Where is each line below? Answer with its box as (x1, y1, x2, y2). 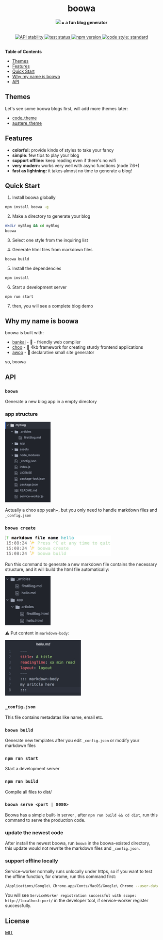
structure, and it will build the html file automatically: (5, 567, 110, 572)
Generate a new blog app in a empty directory (5, 399, 97, 405)
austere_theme (12, 120, 42, 126)
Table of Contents (5, 49, 42, 54)
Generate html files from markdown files (12, 247, 93, 252)
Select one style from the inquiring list (12, 237, 88, 243)
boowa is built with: (5, 330, 44, 336)
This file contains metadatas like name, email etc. (5, 714, 103, 720)
